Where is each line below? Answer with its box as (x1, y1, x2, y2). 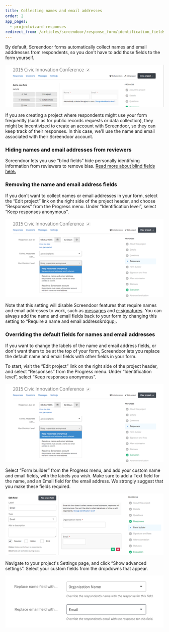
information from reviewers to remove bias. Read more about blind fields (5, 163, 155, 169)
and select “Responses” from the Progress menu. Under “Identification (5, 368, 152, 374)
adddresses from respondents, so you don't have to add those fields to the (5, 50, 160, 56)
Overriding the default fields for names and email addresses (5, 331, 155, 338)
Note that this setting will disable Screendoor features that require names (5, 302, 157, 308)
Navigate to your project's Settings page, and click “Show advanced (5, 560, 147, 566)
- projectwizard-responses (10, 24, 66, 29)
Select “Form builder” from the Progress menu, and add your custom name (5, 467, 161, 473)
